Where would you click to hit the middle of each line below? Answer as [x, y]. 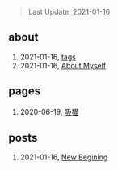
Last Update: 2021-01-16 [69, 12]
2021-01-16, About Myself [63, 65]
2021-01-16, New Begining [64, 157]
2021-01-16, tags [48, 57]
